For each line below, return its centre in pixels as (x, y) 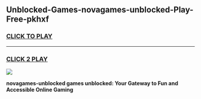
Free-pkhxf (28, 19)
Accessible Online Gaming (40, 89)
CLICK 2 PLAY (27, 59)
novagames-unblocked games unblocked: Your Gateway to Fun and (92, 83)
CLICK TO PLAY (29, 37)
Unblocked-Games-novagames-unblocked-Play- (100, 10)
